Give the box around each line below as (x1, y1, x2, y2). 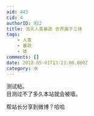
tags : (6, 32, 20, 38)
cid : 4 (6, 15, 23, 21)
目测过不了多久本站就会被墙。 (6, 90, 81, 98)
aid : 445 (6, 9, 29, 15)
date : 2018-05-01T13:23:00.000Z (6, 60, 88, 66)
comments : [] (6, 54, 39, 60)
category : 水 (6, 65, 38, 72)
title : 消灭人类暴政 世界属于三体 (6, 26, 82, 32)
